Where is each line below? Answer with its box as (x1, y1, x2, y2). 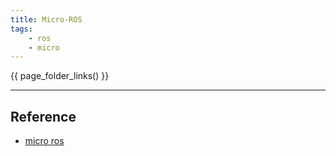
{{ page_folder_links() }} (10, 70, 110, 82)
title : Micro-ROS (10, 14, 83, 25)
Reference (10, 108, 77, 125)
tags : (10, 24, 33, 34)
